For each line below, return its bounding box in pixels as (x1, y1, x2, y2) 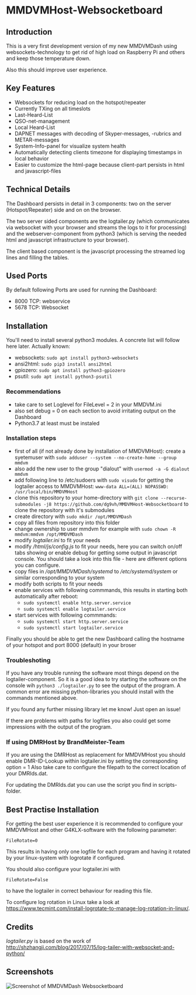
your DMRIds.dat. (6, 770, 49, 777)
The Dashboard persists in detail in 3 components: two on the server (6, 200, 171, 207)
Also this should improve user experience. (6, 66, 108, 73)
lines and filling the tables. (6, 253, 69, 261)
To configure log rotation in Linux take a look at (6, 899, 120, 906)
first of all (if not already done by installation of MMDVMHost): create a (14, 447, 185, 455)
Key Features (6, 83, 56, 93)
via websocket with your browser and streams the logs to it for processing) (6, 224, 187, 231)
